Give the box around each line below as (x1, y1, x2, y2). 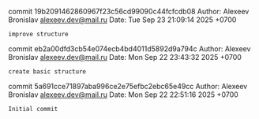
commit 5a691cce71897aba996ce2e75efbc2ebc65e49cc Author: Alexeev (8, 82, 248, 91)
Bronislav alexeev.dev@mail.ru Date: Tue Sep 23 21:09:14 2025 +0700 (8, 15, 237, 24)
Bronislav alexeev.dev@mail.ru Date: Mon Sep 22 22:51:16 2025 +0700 (8, 90, 238, 99)
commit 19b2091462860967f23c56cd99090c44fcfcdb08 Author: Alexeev (8, 7, 250, 16)
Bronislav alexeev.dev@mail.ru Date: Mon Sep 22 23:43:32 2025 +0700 (8, 53, 242, 61)
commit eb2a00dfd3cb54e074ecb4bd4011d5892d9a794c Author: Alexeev (8, 44, 251, 54)
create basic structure (8, 68, 87, 76)
